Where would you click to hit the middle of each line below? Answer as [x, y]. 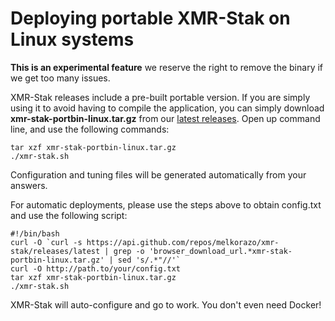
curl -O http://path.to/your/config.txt [96, 268]
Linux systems [72, 39]
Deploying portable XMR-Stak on [150, 18]
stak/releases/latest [55, 251]
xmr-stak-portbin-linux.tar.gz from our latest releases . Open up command [165, 118]
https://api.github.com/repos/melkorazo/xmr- [183, 242]
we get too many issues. [60, 78]
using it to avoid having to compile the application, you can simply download [167, 108]
